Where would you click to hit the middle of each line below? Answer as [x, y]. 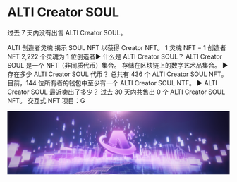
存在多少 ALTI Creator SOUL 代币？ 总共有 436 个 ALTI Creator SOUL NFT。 [117, 74]
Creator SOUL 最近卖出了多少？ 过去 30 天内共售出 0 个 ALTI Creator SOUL [116, 92]
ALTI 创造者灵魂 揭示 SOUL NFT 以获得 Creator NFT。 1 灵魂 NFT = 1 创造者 [117, 47]
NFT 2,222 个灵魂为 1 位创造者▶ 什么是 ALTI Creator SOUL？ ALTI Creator [115, 56]
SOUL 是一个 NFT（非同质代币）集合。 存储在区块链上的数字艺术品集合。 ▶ [118, 65]
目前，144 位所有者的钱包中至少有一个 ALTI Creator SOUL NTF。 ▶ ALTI [112, 83]
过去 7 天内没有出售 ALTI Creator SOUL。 [67, 32]
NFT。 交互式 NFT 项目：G [46, 100]
